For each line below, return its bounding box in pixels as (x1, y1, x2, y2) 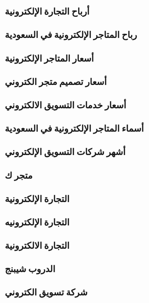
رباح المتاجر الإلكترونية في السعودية (5, 29, 137, 41)
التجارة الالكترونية (5, 240, 70, 251)
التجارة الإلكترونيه (5, 216, 70, 228)
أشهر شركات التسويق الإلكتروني (5, 146, 126, 158)
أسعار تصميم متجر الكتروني (5, 76, 107, 88)
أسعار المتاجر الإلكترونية (5, 52, 94, 64)
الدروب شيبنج (5, 263, 56, 275)
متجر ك (5, 169, 33, 181)
